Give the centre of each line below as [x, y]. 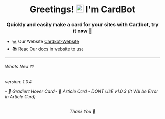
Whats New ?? [20, 67]
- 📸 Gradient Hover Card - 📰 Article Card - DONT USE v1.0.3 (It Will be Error [82, 91]
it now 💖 [82, 31]
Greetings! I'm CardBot [82, 10]
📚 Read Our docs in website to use [48, 49]
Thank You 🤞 [82, 112]
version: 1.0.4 [19, 81]
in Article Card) [20, 96]
